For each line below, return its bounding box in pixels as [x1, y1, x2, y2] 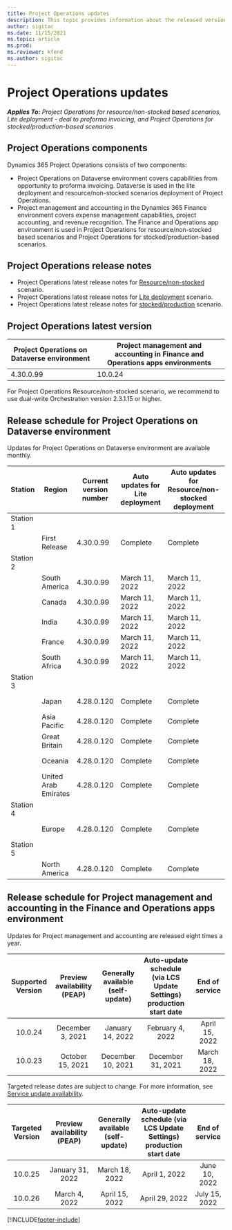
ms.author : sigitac [7, 55, 64, 62]
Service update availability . [7, 1089, 84, 1097]
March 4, [55, 1189, 84, 1198]
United [41, 771, 64, 781]
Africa [41, 661, 61, 670]
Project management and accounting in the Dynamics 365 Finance [17, 203, 207, 211]
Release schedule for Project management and [7, 892, 213, 904]
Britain [41, 740, 63, 750]
